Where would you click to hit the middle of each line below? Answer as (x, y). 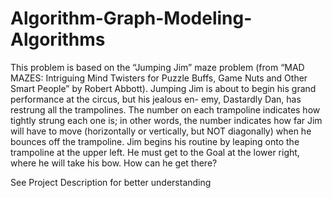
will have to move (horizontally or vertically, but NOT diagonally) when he (161, 131)
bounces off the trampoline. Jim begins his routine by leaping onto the (155, 141)
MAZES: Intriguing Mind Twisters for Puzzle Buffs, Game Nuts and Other (159, 78)
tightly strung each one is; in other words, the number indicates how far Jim (166, 120)
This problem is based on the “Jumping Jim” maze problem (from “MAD (157, 67)
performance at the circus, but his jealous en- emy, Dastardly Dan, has (156, 99)
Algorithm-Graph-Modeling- (131, 18)
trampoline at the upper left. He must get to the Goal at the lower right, (155, 152)
